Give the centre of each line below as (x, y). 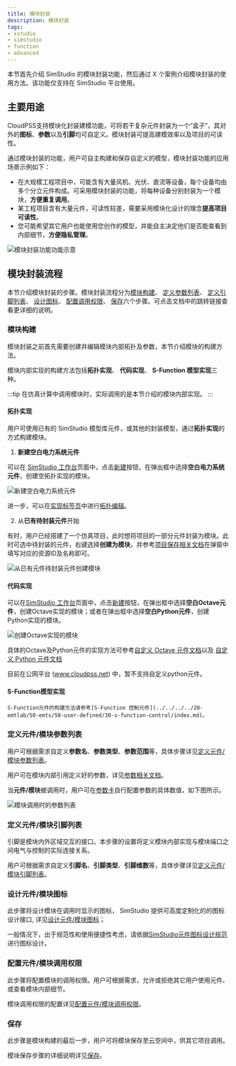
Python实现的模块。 (36, 620)
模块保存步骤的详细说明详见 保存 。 (57, 1055)
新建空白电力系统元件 (48, 452)
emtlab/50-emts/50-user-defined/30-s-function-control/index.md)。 (107, 715)
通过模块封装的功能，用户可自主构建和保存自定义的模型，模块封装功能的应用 (118, 158)
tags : (15, 27)
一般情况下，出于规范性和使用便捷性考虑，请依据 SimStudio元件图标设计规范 (117, 934)
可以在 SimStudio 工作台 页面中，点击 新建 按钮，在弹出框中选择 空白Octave (113, 603)
